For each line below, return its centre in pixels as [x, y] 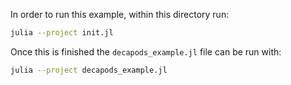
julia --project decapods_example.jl [89, 70]
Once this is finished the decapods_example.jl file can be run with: [146, 51]
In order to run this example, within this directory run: [120, 14]
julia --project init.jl [62, 33]
